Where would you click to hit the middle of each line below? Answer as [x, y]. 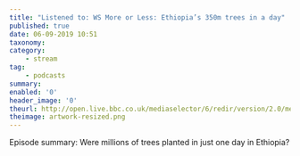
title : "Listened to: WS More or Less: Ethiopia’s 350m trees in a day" [147, 17]
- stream [42, 59]
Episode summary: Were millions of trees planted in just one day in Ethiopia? [150, 143]
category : [28, 51]
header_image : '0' [43, 100]
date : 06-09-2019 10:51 [54, 34]
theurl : [24, 109]
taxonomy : [28, 42]
